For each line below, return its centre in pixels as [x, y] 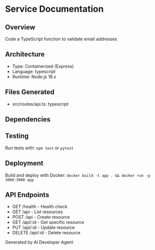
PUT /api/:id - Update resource [43, 227]
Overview [20, 27]
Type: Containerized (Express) [43, 66]
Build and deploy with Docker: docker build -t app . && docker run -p [78, 175]
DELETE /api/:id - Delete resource [46, 233]
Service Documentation [54, 9]
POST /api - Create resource [41, 217]
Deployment [24, 163]
